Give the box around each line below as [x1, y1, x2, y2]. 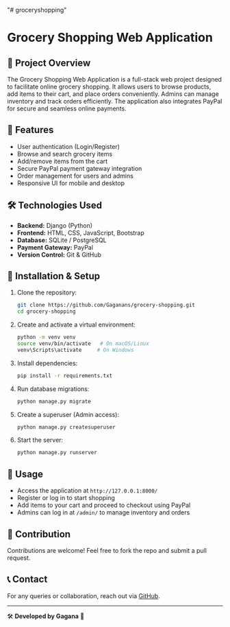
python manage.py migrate [16, 398, 91, 405]
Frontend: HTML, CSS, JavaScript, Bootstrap [16, 228, 145, 237]
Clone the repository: [16, 288, 77, 297]
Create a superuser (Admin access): [16, 410, 120, 418]
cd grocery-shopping [16, 308, 76, 315]
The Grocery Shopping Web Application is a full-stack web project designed [7, 75, 222, 83]
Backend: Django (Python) [16, 221, 93, 229]
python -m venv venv [16, 334, 76, 341]
